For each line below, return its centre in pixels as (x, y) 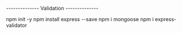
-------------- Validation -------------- (52, 8)
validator (17, 25)
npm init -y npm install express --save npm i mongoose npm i (80, 19)
